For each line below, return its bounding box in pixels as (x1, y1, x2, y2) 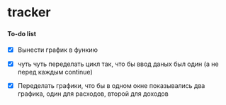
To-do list (7, 30, 37, 38)
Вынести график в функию (17, 45, 98, 54)
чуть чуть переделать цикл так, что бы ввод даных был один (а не (17, 60, 219, 68)
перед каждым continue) (17, 67, 94, 76)
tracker (7, 4, 51, 21)
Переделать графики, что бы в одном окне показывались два (17, 81, 205, 89)
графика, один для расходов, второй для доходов (17, 89, 169, 98)
